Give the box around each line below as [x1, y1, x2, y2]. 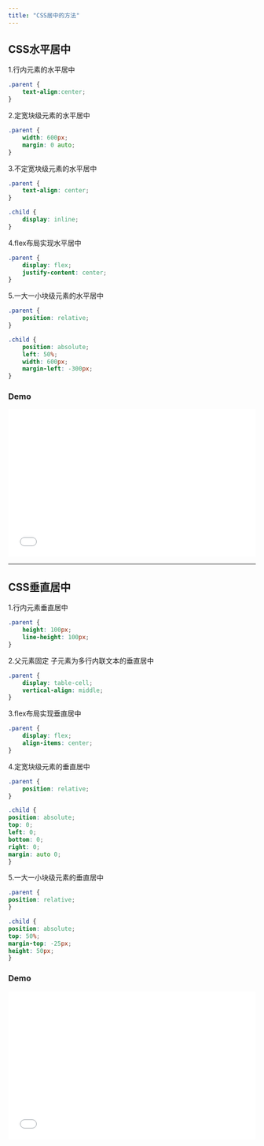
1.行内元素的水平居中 [8, 65, 75, 75]
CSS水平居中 [8, 43, 71, 56]
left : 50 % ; [22, 350, 58, 359]
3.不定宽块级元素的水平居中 [8, 163, 97, 173]
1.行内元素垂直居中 [8, 603, 68, 612]
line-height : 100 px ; [22, 634, 90, 642]
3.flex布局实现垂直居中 [8, 709, 82, 718]
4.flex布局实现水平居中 [8, 238, 82, 247]
